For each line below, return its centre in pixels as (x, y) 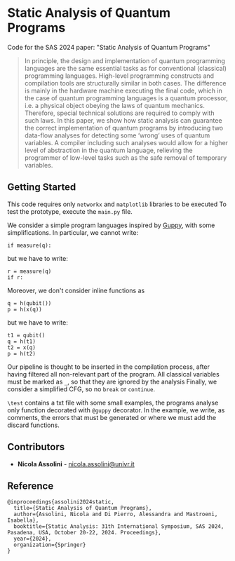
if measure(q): (29, 245)
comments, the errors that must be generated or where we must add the (112, 417)
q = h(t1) (22, 342)
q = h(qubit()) (29, 303)
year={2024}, (33, 539)
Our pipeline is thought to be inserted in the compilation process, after (109, 367)
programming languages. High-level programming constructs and (119, 76)
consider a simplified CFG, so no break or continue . (81, 389)
